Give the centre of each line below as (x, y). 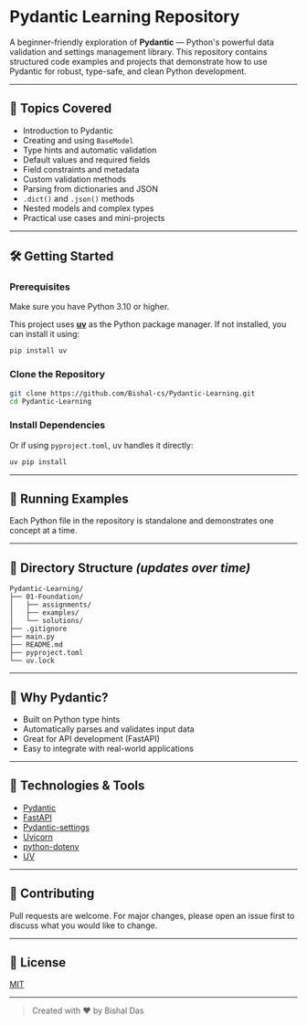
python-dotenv (51, 846)
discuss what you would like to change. (84, 925)
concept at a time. (43, 531)
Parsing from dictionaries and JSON (90, 188)
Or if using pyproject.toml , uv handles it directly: (101, 445)
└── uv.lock (32, 661)
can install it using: (45, 334)
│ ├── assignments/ (51, 605)
